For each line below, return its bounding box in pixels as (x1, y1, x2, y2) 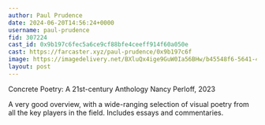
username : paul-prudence (8, 26, 90, 34)
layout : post (8, 63, 51, 71)
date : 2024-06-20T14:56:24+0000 (8, 19, 114, 27)
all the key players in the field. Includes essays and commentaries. (8, 108, 224, 117)
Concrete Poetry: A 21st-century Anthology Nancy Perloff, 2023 (8, 84, 215, 94)
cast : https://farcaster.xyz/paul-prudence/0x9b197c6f (8, 48, 192, 56)
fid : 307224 (8, 33, 47, 42)
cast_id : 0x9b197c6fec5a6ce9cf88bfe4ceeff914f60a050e (8, 41, 189, 49)
